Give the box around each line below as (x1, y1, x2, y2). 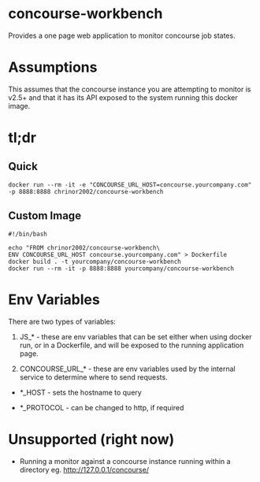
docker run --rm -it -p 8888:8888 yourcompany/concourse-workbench (8, 265, 235, 273)
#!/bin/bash (8, 230, 47, 238)
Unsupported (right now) (8, 430, 175, 448)
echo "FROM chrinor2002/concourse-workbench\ (8, 243, 160, 252)
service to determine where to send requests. (19, 372, 168, 382)
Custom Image (8, 209, 81, 223)
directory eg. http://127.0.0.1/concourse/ (19, 465, 150, 474)
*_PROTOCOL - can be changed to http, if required (19, 402, 184, 412)
